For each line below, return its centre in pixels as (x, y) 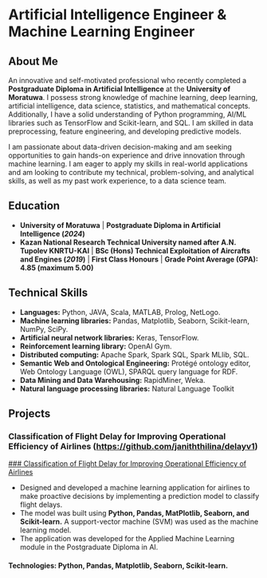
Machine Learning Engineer (102, 32)
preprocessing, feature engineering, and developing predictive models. (125, 131)
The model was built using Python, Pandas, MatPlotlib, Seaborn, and (134, 513)
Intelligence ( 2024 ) (52, 233)
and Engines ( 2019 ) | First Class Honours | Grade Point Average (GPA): (139, 259)
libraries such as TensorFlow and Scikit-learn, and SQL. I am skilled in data (131, 123)
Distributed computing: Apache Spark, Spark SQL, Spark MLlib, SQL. (134, 354)
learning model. (45, 530)
